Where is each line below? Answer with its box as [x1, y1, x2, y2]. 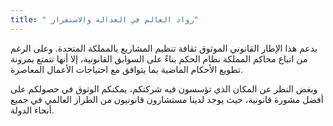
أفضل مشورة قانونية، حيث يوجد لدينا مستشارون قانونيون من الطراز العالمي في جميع [10, 93, 324, 105]
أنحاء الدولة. [10, 104, 55, 116]
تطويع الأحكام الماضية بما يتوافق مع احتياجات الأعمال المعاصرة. [10, 63, 243, 75]
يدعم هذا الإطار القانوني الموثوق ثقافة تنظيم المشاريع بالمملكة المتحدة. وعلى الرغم [10, 42, 318, 54]
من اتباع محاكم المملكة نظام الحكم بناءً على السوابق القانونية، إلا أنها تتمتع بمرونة [10, 52, 308, 65]
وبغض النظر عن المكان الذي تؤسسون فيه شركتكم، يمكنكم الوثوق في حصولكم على [10, 82, 318, 95]
